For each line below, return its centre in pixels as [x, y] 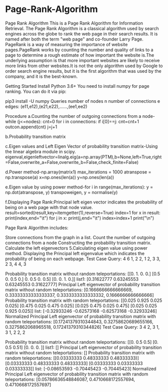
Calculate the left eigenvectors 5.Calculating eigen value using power [76, 248]
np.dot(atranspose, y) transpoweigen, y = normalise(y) [61, 192]
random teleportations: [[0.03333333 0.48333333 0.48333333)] [72, 358]
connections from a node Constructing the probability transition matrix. [78, 243]
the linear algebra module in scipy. [40, 151]
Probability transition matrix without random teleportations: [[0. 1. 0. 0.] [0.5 [83, 274]
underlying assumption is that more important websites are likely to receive [82, 60]
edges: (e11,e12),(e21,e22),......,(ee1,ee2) [46, 106]
